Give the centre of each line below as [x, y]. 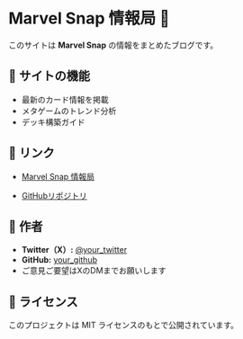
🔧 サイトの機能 [49, 76]
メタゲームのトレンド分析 [69, 111]
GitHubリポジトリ [54, 195]
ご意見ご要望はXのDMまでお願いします [94, 271]
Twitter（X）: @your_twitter [74, 250]
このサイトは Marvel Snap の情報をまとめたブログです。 [113, 45]
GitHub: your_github [59, 260]
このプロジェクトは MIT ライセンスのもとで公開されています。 [124, 326]
